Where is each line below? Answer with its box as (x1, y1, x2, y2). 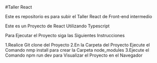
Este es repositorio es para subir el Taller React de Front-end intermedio (5, 14, 153, 19)
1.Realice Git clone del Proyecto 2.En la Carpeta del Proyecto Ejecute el (5, 42, 150, 48)
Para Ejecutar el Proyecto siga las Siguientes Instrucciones (5, 33, 125, 38)
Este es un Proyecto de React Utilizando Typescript (5, 23, 110, 29)
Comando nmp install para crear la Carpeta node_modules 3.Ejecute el (5, 47, 150, 53)
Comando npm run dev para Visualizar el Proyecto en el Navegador (5, 52, 143, 58)
